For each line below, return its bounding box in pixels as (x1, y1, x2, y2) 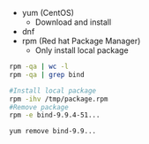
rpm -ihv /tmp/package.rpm (9, 95, 108, 103)
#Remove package (9, 102, 69, 111)
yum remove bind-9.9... (9, 127, 97, 136)
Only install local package (34, 45, 130, 56)
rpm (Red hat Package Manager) (21, 35, 141, 46)
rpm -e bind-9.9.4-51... (9, 110, 101, 120)
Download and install (34, 17, 112, 27)
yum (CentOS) (21, 8, 75, 18)
